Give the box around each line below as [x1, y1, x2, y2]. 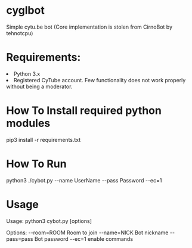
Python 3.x [14, 70, 41, 77]
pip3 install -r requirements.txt [6, 136, 81, 143]
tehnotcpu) [6, 29, 33, 36]
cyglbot [6, 4, 45, 17]
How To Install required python [6, 104, 162, 117]
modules [6, 117, 51, 130]
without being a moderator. [6, 83, 73, 90]
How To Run [6, 157, 67, 170]
